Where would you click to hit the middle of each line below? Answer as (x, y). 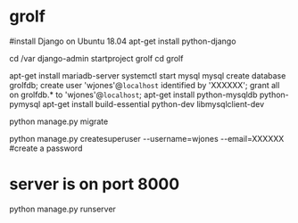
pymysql (25, 103)
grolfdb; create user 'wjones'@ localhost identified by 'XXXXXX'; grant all (145, 85)
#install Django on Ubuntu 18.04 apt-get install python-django (123, 41)
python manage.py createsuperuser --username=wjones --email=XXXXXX (147, 138)
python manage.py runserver (62, 209)
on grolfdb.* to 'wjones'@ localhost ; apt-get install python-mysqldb (133, 95)
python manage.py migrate (59, 121)
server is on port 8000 (95, 184)
